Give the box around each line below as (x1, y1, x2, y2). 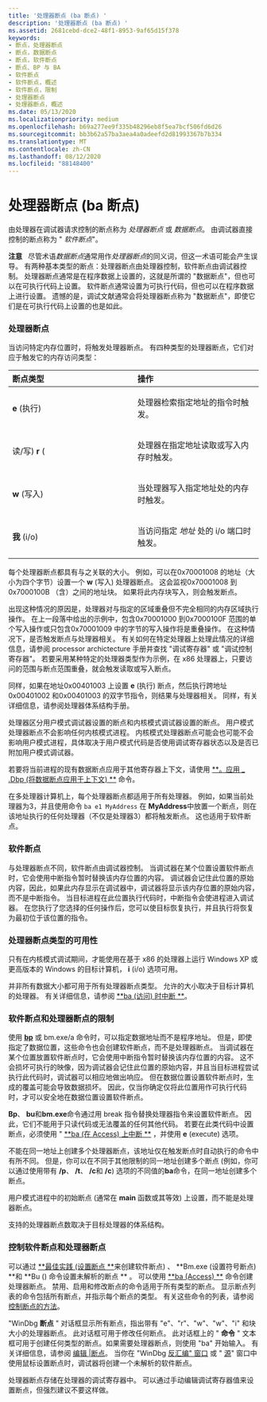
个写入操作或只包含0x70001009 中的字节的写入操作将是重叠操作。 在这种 (8, 624, 249, 634)
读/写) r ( (12, 446, 45, 457)
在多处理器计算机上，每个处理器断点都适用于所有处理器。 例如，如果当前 (8, 791, 247, 801)
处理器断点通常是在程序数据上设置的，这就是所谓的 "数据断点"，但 (23, 272, 242, 281)
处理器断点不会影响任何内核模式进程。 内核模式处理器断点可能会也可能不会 (8, 728, 254, 737)
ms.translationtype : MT (8, 137, 87, 146)
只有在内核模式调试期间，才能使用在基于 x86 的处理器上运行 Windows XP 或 (8, 954, 258, 964)
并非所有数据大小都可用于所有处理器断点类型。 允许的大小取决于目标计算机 (8, 981, 254, 991)
